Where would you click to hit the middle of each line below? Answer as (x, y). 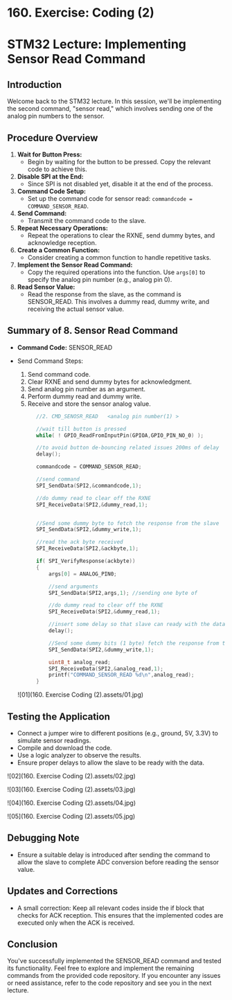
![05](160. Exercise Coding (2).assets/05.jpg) (71, 816)
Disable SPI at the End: (51, 177)
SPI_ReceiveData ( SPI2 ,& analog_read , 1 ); (106, 669)
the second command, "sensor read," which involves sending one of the (110, 109)
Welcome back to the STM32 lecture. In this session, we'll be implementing (114, 101)
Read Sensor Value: (46, 287)
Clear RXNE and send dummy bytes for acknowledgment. (110, 382)
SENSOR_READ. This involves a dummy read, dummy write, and (118, 302)
